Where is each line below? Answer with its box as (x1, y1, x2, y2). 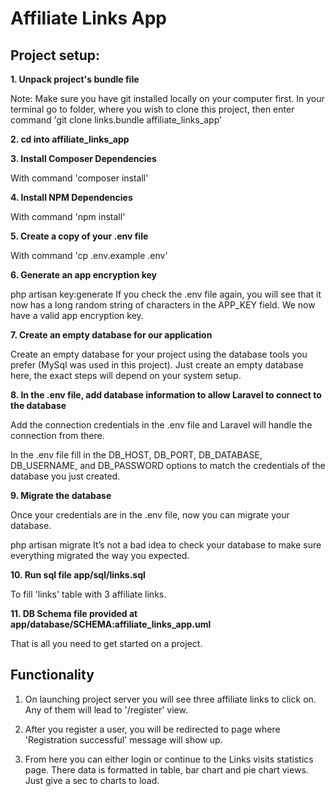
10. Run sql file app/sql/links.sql (10, 569, 146, 581)
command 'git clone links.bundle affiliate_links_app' (10, 114, 223, 126)
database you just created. (10, 470, 121, 482)
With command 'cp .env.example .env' (10, 250, 168, 261)
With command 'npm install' (10, 211, 126, 222)
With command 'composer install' (10, 172, 149, 184)
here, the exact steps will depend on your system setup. (10, 370, 242, 381)
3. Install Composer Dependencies (10, 153, 157, 164)
